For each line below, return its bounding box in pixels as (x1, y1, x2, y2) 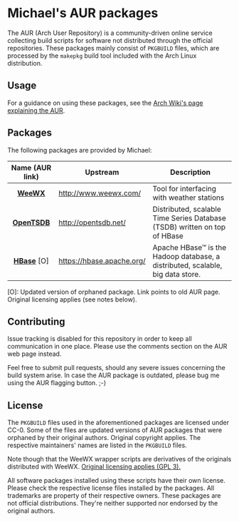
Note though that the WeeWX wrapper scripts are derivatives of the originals (7, 455, 232, 464)
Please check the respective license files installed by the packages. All (7, 483, 215, 493)
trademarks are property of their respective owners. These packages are (7, 491, 221, 500)
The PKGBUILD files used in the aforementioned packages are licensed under (7, 419, 230, 427)
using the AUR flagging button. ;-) (7, 379, 107, 387)
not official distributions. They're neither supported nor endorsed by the (7, 499, 218, 508)
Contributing (7, 315, 65, 327)
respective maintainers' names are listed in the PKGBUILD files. (7, 441, 187, 450)
